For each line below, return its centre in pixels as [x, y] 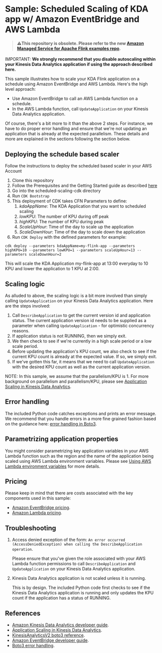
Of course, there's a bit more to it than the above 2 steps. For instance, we [79, 123]
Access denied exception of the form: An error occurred [68, 540]
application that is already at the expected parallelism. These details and [77, 134]
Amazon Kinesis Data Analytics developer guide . [60, 625]
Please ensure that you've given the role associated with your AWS [79, 558]
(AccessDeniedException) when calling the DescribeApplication [77, 544]
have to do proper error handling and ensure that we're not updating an [76, 129]
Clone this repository [33, 180]
